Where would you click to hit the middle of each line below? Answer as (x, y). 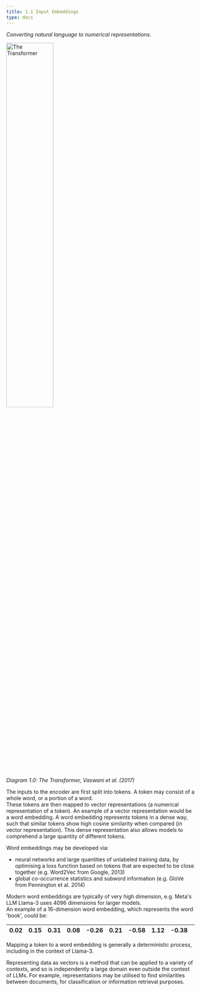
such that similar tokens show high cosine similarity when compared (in (94, 824)
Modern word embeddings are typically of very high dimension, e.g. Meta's (99, 896)
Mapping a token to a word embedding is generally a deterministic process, (99, 944)
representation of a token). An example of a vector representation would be (99, 810)
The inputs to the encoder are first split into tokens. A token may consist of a (100, 792)
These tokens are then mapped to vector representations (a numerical (93, 804)
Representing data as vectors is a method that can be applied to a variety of (100, 962)
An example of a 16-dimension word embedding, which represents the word (100, 909)
